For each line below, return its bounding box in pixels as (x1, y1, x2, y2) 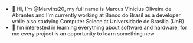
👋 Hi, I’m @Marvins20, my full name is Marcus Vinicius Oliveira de (11, 6, 172, 12)
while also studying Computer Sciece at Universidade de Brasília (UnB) (11, 18, 185, 24)
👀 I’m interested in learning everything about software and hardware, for (11, 24, 188, 31)
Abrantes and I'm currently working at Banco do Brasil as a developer (11, 12, 181, 19)
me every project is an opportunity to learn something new (11, 30, 155, 37)
